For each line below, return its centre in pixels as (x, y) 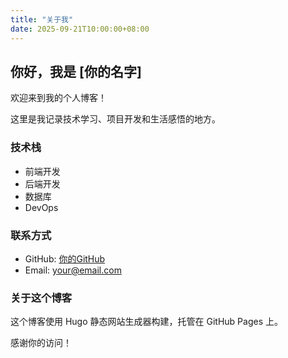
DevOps (41, 207)
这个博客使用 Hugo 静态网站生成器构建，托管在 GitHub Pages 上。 (146, 322)
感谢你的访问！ (41, 343)
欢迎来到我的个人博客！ (58, 98)
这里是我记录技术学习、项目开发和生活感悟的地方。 (115, 119)
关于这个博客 (41, 298)
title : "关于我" (42, 19)
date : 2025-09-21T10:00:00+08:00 (80, 29)
